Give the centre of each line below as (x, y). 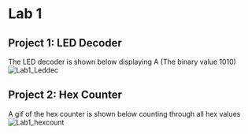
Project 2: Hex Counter (65, 95)
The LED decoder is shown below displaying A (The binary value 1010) (122, 61)
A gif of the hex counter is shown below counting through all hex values (124, 114)
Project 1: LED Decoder (65, 43)
